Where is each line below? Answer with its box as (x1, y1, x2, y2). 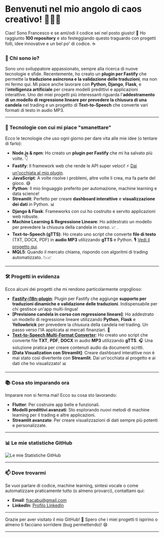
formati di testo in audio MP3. (5, 107, 64, 113)
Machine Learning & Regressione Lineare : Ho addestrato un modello (12, 218, 152, 224)
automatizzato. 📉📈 (12, 254, 52, 260)
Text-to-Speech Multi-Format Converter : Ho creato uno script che (12, 332, 148, 338)
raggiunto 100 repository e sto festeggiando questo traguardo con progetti (5, 35, 156, 41)
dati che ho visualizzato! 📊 (12, 360, 67, 366)
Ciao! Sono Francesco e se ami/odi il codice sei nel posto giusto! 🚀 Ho (5, 30, 146, 36)
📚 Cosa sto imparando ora (5, 379, 70, 386)
